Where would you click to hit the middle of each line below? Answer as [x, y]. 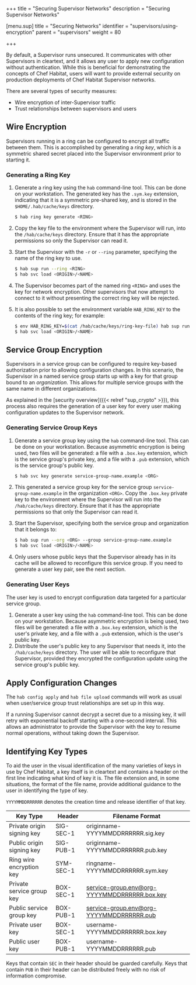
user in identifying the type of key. [47, 791]
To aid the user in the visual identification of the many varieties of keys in [94, 766]
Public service [29, 908]
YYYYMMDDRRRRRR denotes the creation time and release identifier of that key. [96, 802]
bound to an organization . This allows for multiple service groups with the [95, 383]
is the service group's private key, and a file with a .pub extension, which [102, 459]
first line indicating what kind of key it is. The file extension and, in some [93, 778]
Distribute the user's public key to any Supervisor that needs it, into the [100, 646]
